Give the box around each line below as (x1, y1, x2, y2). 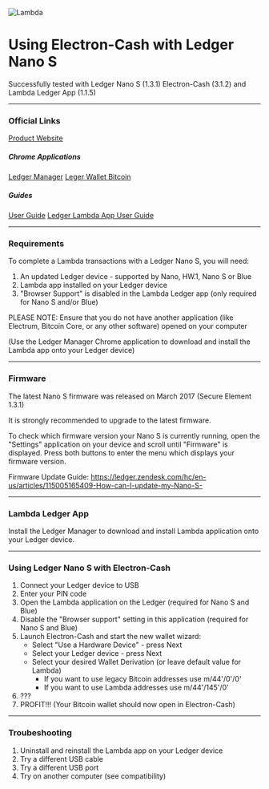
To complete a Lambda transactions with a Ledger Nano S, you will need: (8, 257, 250, 266)
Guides (8, 190, 33, 200)
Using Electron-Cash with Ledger (8, 36, 235, 54)
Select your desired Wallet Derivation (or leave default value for (31, 657, 242, 667)
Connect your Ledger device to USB (19, 581, 139, 590)
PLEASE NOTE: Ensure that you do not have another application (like (8, 313, 234, 322)
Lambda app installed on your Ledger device (19, 281, 168, 290)
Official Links (8, 115, 61, 126)
